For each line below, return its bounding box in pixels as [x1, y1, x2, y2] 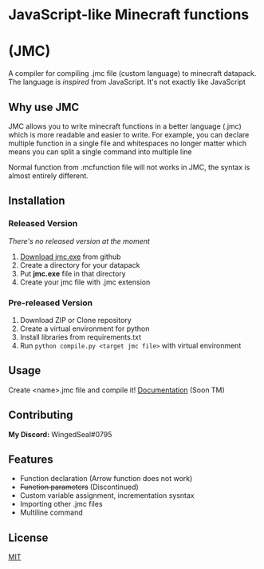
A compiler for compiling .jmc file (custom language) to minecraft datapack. [8, 69, 257, 78]
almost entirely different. [8, 170, 89, 181]
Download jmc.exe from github [19, 252, 121, 261]
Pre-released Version [8, 297, 93, 308]
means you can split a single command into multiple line [8, 146, 193, 157]
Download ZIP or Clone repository [19, 315, 132, 324]
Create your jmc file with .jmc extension [19, 277, 151, 287]
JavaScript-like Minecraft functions [8, 6, 250, 24]
